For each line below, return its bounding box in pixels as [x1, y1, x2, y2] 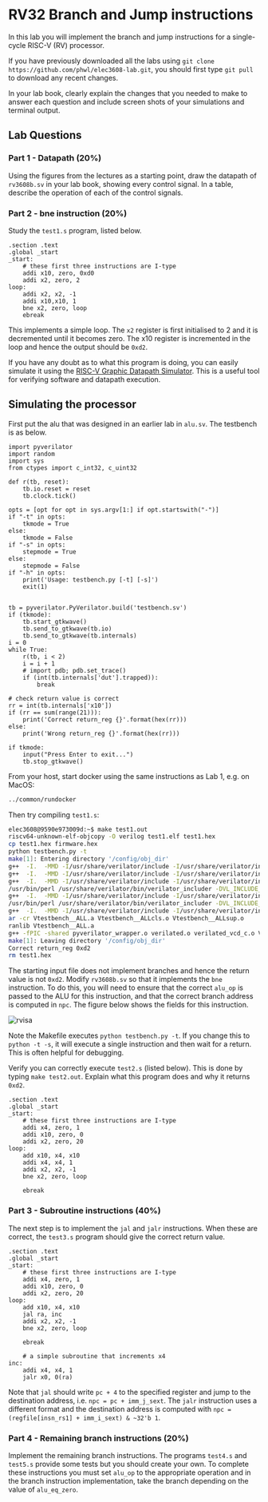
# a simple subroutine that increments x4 [22, 1352, 166, 1360]
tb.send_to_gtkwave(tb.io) [22, 625, 112, 633]
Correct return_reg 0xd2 [8, 944, 91, 952]
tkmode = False [22, 534, 73, 542]
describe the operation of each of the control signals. [8, 188, 183, 197]
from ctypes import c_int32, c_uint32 [8, 463, 137, 472]
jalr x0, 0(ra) [22, 1373, 73, 1381]
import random [8, 450, 56, 458]
